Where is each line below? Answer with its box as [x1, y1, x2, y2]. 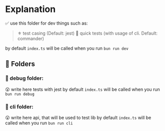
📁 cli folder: [5, 103, 33, 110]
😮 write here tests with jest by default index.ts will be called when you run [5, 86, 160, 92]
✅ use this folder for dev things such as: [5, 20, 88, 26]
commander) [17, 35, 44, 41]
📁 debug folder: [5, 75, 44, 82]
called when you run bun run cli [5, 119, 73, 126]
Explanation [5, 4, 56, 15]
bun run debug [5, 91, 35, 96]
